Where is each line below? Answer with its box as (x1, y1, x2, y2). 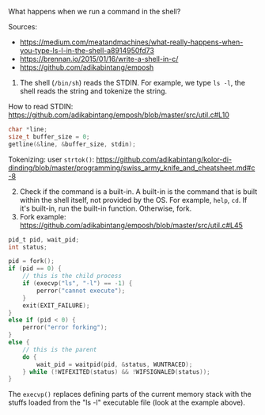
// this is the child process (22, 272, 123, 280)
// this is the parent (22, 345, 97, 353)
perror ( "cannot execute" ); (36, 287, 126, 295)
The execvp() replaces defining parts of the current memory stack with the (8, 390, 252, 399)
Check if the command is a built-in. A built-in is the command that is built (19, 186, 258, 196)
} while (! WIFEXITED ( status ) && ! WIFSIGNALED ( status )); (22, 367, 211, 375)
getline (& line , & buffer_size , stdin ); (8, 140, 136, 148)
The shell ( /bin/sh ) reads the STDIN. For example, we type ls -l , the (19, 78, 245, 87)
